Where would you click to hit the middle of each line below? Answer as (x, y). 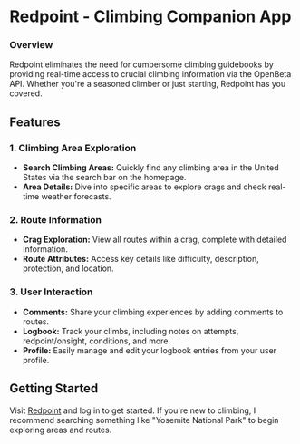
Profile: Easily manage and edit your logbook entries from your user (150, 350)
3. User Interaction (51, 292)
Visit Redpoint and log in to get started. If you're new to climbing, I (133, 410)
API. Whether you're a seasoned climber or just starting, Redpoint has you (148, 84)
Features (35, 122)
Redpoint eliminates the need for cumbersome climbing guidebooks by (141, 64)
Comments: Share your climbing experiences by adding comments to (153, 312)
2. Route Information (56, 220)
